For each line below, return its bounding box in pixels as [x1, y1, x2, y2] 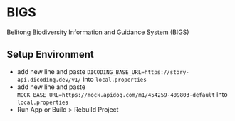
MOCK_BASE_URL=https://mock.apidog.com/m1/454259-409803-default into [16, 90, 229, 98]
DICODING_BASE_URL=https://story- [87, 68, 189, 75]
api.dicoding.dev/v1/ [16, 76, 81, 83]
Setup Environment [6, 48, 94, 60]
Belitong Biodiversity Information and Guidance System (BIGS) [6, 28, 189, 36]
